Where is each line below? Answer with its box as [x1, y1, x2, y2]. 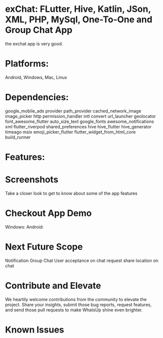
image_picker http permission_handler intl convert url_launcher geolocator [5, 113, 156, 119]
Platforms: [5, 58, 49, 70]
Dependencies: [5, 92, 69, 103]
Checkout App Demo [5, 208, 92, 219]
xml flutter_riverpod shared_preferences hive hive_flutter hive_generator [5, 123, 152, 129]
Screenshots [5, 174, 59, 186]
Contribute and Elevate [5, 280, 101, 291]
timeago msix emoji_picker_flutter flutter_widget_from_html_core [5, 129, 136, 135]
